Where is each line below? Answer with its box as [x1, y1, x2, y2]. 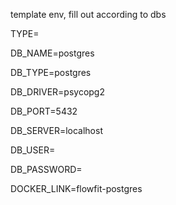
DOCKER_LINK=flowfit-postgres [10, 183, 143, 194]
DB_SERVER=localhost [10, 125, 103, 136]
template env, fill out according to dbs [10, 9, 167, 20]
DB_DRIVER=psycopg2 [10, 86, 105, 98]
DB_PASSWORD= [10, 164, 83, 175]
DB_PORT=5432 [10, 105, 78, 117]
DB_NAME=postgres [10, 47, 95, 59]
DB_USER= [10, 144, 56, 156]
